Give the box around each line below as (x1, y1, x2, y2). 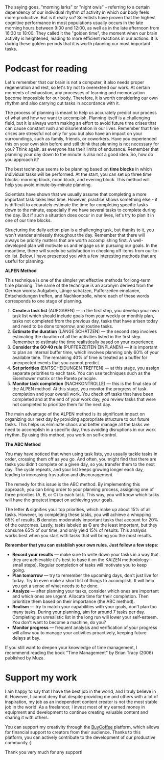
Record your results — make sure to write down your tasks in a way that (12, 551, 159, 557)
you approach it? (5, 157, 39, 163)
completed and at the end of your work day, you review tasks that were (12, 396, 156, 402)
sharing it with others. (5, 714, 49, 720)
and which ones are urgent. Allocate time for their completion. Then (12, 593, 149, 599)
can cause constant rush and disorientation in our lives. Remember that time (5, 125, 159, 131)
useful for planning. (5, 258, 45, 264)
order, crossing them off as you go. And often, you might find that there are (5, 456, 157, 462)
